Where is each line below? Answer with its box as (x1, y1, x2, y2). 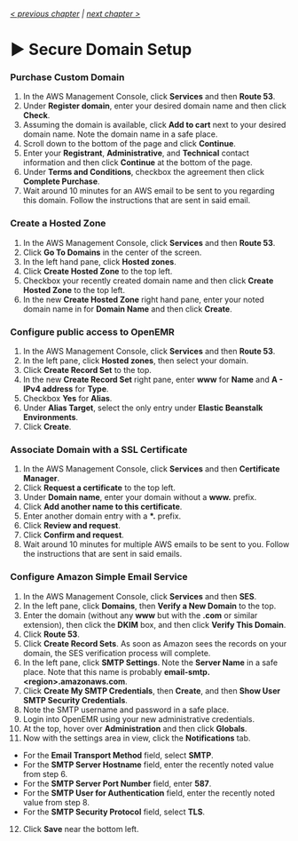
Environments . (22, 412, 79, 423)
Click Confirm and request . (22, 529, 125, 541)
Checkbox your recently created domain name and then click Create (22, 275, 274, 286)
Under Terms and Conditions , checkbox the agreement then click (22, 167, 265, 178)
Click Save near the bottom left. (22, 823, 139, 834)
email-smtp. (163, 666, 211, 677)
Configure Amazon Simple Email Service (10, 571, 189, 583)
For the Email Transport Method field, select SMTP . (22, 750, 214, 760)
